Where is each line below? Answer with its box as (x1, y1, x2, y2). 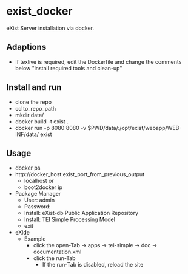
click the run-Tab (33, 255, 76, 262)
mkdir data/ (15, 111, 44, 118)
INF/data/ (15, 131, 39, 138)
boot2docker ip (24, 183, 62, 191)
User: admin (24, 196, 55, 204)
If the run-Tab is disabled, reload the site (42, 261, 144, 269)
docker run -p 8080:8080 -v (15, 124, 87, 131)
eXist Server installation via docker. (6, 24, 94, 32)
